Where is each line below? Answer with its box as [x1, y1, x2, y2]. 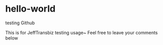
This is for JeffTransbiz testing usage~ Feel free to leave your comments [5, 29, 158, 35]
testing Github [5, 20, 35, 26]
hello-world [5, 3, 56, 15]
